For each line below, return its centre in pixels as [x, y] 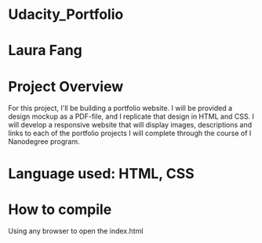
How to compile [60, 209]
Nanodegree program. [44, 142]
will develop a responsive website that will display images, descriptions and [130, 125]
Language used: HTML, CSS [101, 173]
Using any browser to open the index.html [76, 231]
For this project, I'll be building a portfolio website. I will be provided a [120, 109]
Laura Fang [45, 51]
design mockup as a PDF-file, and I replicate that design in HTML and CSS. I [131, 116]
